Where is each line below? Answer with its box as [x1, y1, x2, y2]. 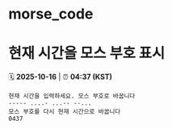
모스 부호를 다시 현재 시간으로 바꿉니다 [8, 108, 121, 116]
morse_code [8, 5, 94, 23]
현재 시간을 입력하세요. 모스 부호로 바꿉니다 [8, 92, 136, 101]
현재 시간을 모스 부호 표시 [8, 44, 166, 63]
